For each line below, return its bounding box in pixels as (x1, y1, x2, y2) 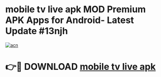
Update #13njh (5, 25, 68, 37)
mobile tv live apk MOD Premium (5, 4, 146, 15)
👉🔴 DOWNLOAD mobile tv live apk (5, 61, 156, 72)
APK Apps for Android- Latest (5, 14, 134, 26)
